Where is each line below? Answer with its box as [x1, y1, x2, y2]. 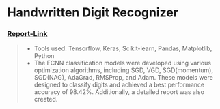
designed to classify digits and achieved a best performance [33, 80, 205, 89]
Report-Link [7, 29, 48, 39]
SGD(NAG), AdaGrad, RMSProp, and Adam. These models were [33, 74, 213, 82]
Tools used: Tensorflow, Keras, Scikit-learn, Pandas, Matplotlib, [33, 44, 212, 52]
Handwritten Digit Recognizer [7, 5, 179, 20]
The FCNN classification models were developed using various [33, 59, 212, 67]
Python [33, 52, 55, 60]
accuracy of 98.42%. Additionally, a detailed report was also [33, 88, 205, 96]
